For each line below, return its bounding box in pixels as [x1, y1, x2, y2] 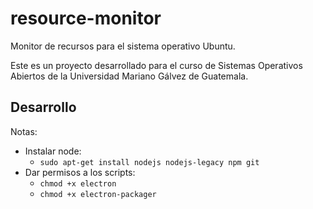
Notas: [10, 125, 38, 137]
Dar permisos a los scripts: [24, 166, 136, 178]
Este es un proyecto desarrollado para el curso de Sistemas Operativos [10, 59, 303, 71]
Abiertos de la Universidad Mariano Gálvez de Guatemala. [10, 70, 249, 82]
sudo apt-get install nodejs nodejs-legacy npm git [39, 157, 260, 167]
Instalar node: [24, 145, 82, 157]
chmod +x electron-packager [39, 189, 157, 199]
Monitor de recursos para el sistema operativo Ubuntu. [10, 40, 236, 52]
